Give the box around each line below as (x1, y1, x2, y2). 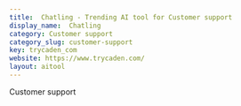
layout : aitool (9, 63, 66, 72)
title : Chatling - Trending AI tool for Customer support (9, 12, 233, 22)
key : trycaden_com (9, 46, 77, 55)
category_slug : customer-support (9, 37, 133, 47)
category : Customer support (9, 29, 114, 38)
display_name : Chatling (9, 21, 101, 30)
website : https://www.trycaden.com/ (9, 54, 145, 63)
